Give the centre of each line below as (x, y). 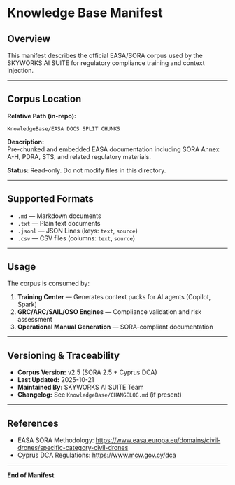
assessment (35, 320)
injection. (20, 70)
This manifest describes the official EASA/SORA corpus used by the (105, 55)
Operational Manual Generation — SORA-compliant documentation (115, 327)
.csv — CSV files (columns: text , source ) (76, 238)
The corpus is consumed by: (48, 284)
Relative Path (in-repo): (42, 116)
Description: (26, 142)
